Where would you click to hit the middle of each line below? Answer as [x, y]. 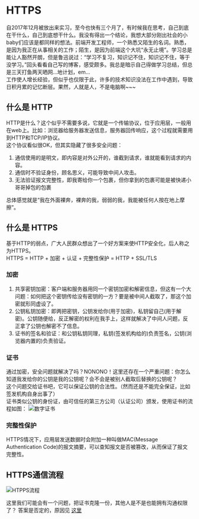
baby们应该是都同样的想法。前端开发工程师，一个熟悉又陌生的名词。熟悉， [98, 42]
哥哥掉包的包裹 [33, 187]
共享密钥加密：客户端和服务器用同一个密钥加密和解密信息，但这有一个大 [103, 289]
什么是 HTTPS [32, 228]
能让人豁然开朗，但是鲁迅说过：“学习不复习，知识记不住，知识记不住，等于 [98, 57]
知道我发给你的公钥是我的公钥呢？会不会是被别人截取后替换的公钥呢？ [92, 379]
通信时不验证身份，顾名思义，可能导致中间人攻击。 [77, 172]
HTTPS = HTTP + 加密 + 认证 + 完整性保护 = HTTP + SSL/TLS [81, 258]
